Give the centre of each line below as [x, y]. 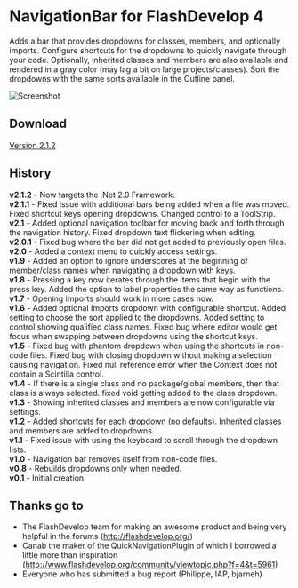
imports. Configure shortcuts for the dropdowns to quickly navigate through [148, 50]
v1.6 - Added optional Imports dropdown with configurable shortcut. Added [148, 307]
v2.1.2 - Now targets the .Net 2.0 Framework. [92, 195]
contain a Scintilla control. [56, 374]
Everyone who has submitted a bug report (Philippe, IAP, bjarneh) [142, 574]
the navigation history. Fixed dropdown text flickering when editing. [133, 232]
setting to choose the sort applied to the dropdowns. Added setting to [137, 317]
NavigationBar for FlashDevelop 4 [137, 16]
